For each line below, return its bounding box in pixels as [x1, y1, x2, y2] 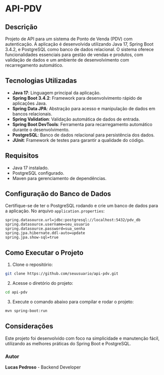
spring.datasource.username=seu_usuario [5, 222, 90, 227]
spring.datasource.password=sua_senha [5, 226, 85, 231]
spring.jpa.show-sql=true [5, 235, 58, 240]
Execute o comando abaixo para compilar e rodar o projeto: [12, 299, 134, 305]
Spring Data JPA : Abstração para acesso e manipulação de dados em [12, 105, 156, 112]
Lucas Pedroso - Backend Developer [5, 364, 81, 370]
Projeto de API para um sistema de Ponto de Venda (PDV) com [5, 36, 133, 42]
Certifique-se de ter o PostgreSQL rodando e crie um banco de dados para [5, 203, 159, 209]
